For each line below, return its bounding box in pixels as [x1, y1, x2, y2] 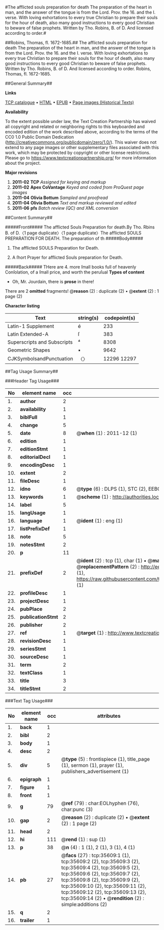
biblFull [20, 414, 38, 421]
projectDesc [20, 598, 49, 604]
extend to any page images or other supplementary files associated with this [5, 145, 159, 150]
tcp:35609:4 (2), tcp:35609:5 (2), [61, 864, 140, 871]
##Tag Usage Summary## [5, 369, 59, 374]
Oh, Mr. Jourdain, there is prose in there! [12, 279, 94, 284]
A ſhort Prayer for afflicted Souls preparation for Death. [12, 254, 123, 260]
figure [20, 784, 35, 791]
